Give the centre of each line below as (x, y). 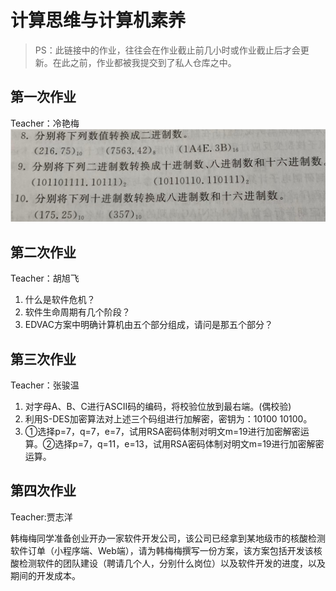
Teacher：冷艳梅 (45, 123)
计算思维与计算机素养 (98, 20)
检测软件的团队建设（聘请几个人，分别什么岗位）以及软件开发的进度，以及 (172, 563)
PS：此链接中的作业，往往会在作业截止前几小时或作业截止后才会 (167, 50)
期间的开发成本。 (45, 575)
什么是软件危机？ (60, 300)
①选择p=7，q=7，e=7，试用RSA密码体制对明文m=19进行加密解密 (162, 432)
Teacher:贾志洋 (41, 517)
